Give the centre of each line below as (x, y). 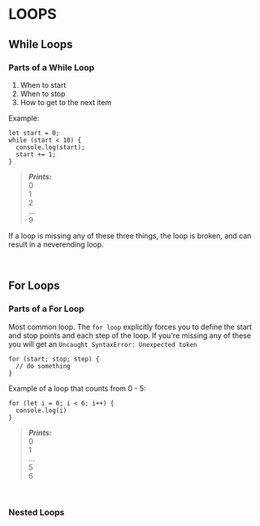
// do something (43, 366)
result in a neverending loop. (56, 244)
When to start (43, 85)
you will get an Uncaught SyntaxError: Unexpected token (103, 344)
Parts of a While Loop (52, 68)
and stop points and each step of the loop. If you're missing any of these (130, 335)
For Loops (34, 286)
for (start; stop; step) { (54, 359)
